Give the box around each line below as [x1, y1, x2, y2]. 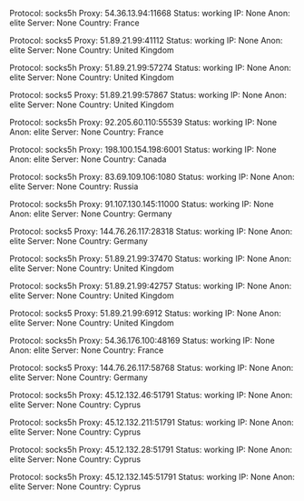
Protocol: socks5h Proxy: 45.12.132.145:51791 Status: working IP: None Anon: [9, 472, 295, 482]
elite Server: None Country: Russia [9, 181, 139, 192]
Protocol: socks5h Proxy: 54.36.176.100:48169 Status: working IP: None [9, 336, 275, 346]
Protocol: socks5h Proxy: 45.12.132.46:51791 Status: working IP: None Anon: [9, 390, 293, 400]
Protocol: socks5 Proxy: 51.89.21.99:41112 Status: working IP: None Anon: [9, 35, 283, 45]
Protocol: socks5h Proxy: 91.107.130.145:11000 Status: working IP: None [9, 199, 274, 209]
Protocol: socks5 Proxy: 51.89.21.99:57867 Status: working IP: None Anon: [9, 90, 288, 100]
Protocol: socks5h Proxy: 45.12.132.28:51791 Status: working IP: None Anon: [9, 445, 293, 455]
